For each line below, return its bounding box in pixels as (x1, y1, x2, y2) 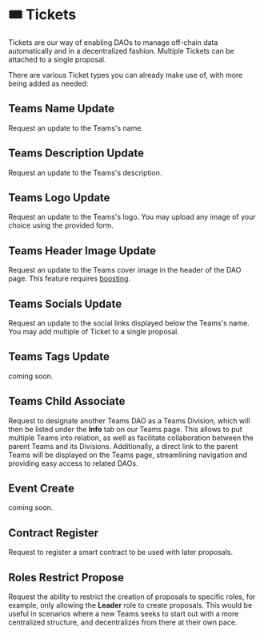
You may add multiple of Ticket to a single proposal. (8, 327, 180, 336)
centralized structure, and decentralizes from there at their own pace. (8, 617, 238, 627)
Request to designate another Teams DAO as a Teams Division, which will (8, 415, 250, 425)
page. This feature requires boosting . (8, 273, 130, 284)
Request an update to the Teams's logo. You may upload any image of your (8, 212, 256, 222)
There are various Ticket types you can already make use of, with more (8, 70, 243, 79)
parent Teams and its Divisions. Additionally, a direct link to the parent (8, 441, 238, 451)
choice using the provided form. (8, 220, 114, 230)
